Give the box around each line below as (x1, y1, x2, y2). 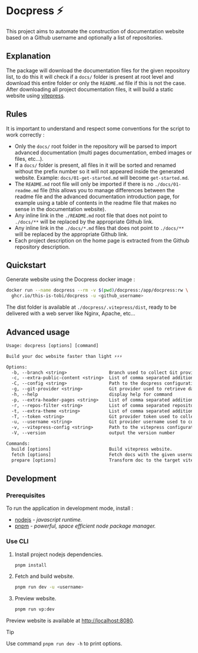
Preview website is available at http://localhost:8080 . (6, 617, 134, 624)
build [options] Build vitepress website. (11, 446, 173, 452)
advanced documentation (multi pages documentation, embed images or (14, 148, 192, 156)
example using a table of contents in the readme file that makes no (14, 199, 177, 206)
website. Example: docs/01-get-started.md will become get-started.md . (14, 174, 190, 181)
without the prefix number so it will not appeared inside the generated (14, 167, 184, 174)
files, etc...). (14, 155, 44, 162)
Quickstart (6, 260, 47, 270)
